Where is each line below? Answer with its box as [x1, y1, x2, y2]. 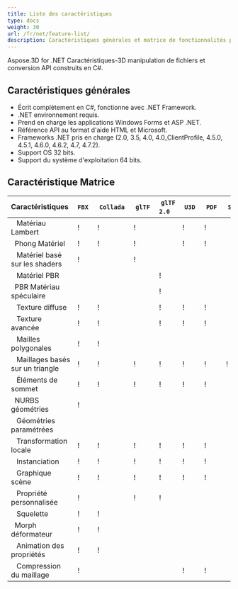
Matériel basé [16, 249, 62, 259]
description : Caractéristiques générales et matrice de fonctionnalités [7, 37, 227, 44]
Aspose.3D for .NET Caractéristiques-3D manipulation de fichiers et [7, 56, 205, 64]
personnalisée [11, 497, 58, 507]
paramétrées [11, 425, 54, 434]
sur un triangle [11, 363, 59, 373]
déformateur [11, 529, 53, 539]
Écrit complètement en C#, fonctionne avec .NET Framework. [17, 103, 197, 111]
